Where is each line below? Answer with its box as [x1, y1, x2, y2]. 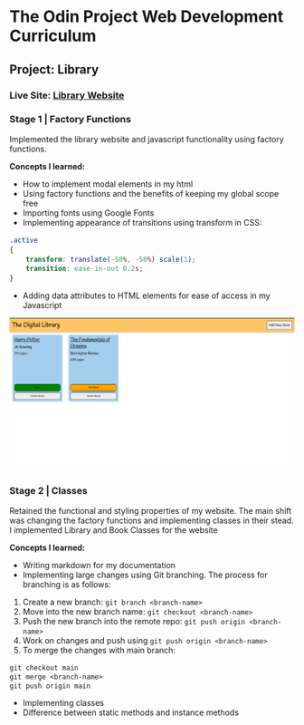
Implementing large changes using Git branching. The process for [22, 569, 269, 580]
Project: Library [9, 62, 100, 77]
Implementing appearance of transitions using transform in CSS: [22, 217, 262, 227]
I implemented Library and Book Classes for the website [9, 524, 219, 536]
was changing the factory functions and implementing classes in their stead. [9, 515, 294, 526]
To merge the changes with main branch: [22, 644, 176, 655]
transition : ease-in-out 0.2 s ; [25, 265, 144, 274]
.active [9, 236, 39, 245]
